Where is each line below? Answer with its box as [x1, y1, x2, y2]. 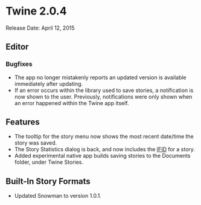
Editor [5, 42, 29, 52]
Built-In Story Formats [5, 176, 91, 186]
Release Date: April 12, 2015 [5, 24, 75, 31]
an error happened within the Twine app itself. [14, 99, 129, 106]
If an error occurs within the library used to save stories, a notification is [14, 86, 194, 94]
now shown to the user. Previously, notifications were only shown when [14, 93, 193, 100]
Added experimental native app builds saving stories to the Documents [14, 152, 191, 160]
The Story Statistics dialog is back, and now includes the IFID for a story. [14, 146, 196, 153]
